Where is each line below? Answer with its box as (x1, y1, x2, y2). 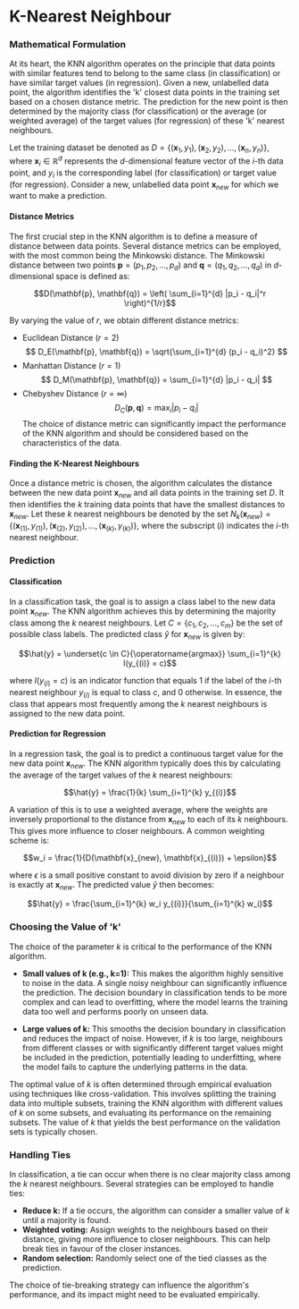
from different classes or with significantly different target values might (21, 1042, 284, 1053)
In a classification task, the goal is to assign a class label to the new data (9, 596, 276, 607)
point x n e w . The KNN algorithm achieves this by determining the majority (9, 606, 277, 618)
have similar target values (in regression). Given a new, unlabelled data (9, 78, 270, 89)
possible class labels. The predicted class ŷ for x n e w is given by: (9, 629, 245, 642)
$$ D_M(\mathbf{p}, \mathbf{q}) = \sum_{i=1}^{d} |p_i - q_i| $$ (40, 374, 273, 386)
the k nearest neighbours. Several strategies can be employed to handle (9, 1178, 274, 1189)
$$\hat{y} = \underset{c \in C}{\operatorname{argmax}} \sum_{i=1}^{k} (18, 649, 282, 659)
